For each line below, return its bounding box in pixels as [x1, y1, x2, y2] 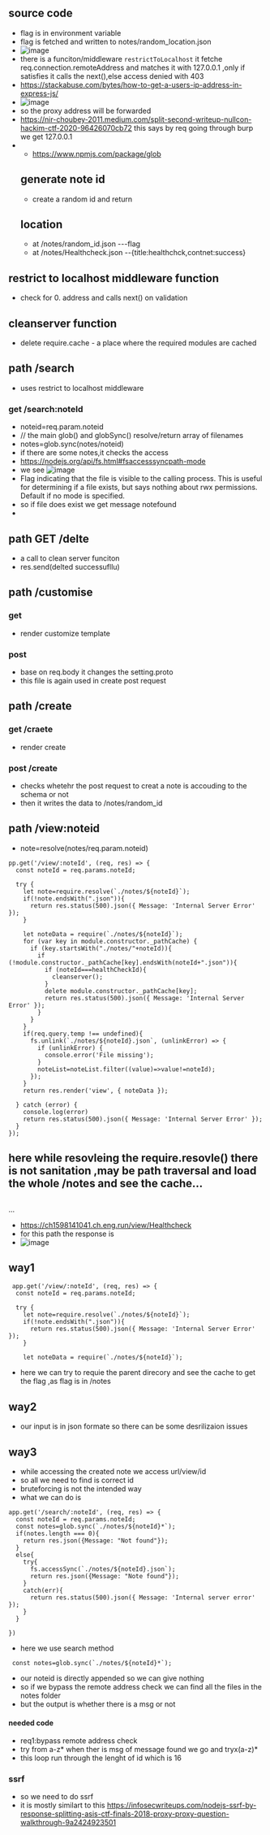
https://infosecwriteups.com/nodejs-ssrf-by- [106, 1800, 257, 1811]
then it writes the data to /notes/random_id [19, 798, 163, 808]
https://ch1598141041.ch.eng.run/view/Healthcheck [19, 1220, 192, 1230]
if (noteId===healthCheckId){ [44, 965, 148, 974]
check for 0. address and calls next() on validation [19, 293, 188, 303]
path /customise [8, 585, 93, 600]
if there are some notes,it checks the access [19, 448, 169, 458]
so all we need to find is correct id [19, 1475, 134, 1485]
